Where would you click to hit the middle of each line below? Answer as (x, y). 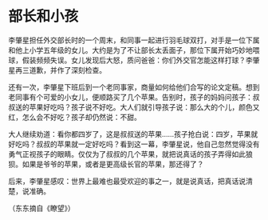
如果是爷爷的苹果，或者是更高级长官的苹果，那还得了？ (113, 164)
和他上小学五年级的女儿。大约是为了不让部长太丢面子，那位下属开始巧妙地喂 (134, 50)
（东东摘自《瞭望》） (41, 208)
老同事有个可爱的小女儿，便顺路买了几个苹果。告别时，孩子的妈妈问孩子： (130, 97)
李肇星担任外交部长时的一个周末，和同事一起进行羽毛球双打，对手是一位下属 (134, 40)
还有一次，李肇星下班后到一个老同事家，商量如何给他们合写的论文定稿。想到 (134, 87)
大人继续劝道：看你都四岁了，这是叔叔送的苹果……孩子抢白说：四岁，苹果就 (133, 134)
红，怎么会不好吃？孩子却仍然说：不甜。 (75, 117)
